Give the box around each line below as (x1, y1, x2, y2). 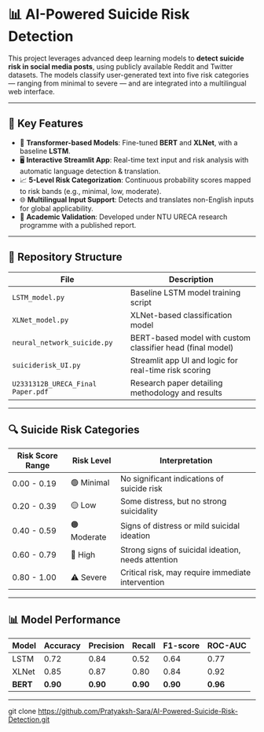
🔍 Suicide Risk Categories (8, 423, 140, 436)
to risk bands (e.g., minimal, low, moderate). (19, 186, 162, 196)
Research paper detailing (130, 377, 223, 388)
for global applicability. (19, 203, 94, 213)
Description (168, 273, 214, 284)
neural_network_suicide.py (12, 338, 113, 347)
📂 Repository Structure (8, 251, 123, 264)
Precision (88, 640, 125, 651)
